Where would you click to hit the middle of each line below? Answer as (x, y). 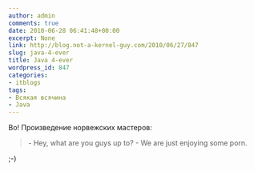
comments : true (34, 23)
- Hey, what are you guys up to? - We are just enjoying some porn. (137, 143)
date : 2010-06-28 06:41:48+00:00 (64, 30)
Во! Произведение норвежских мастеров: (80, 128)
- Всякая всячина (37, 97)
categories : (28, 75)
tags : (17, 90)
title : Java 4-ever (41, 61)
